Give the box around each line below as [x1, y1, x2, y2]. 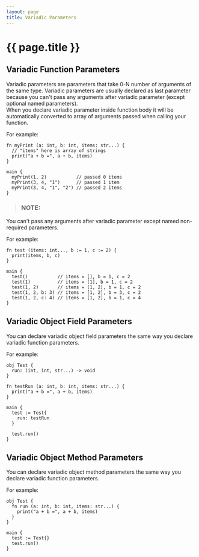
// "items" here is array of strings [11, 147, 106, 154]
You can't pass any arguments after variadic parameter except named [6, 217, 179, 224]
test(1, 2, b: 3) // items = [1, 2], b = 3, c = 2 [11, 289, 141, 296]
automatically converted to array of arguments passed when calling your [6, 112, 186, 119]
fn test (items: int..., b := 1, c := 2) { [6, 247, 117, 253]
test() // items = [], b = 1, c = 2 [11, 273, 130, 279]
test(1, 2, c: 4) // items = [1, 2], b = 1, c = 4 [11, 294, 141, 301]
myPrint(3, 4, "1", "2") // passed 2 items [11, 185, 122, 191]
